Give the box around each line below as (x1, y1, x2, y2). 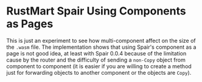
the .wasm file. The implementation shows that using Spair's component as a (6, 43, 197, 51)
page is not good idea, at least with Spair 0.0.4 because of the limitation (6, 49, 187, 57)
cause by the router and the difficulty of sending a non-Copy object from (6, 56, 186, 63)
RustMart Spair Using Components (6, 4, 187, 18)
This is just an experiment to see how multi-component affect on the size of (6, 37, 196, 44)
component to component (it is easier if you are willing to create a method (6, 62, 192, 70)
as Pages (6, 17, 54, 31)
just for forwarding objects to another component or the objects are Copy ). (6, 69, 192, 76)
